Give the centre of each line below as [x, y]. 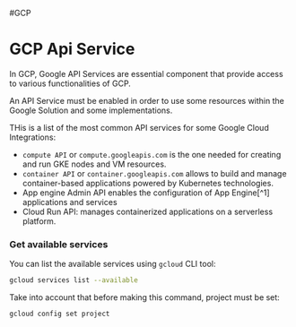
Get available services [59, 244]
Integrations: [33, 137]
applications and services [70, 202]
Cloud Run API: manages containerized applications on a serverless [148, 211]
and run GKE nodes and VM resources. [94, 164]
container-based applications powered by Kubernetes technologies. [148, 183]
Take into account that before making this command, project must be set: [144, 297]
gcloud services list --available [74, 280]
